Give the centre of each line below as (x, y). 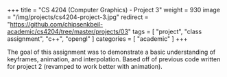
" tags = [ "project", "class (165, 31)
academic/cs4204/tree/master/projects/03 (68, 31)
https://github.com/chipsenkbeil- (57, 24)
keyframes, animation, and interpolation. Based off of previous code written (114, 59)
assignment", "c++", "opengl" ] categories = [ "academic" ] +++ (97, 39)
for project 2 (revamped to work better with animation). (85, 66)
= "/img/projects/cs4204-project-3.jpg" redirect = (78, 17)
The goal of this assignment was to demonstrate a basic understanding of (111, 52)
